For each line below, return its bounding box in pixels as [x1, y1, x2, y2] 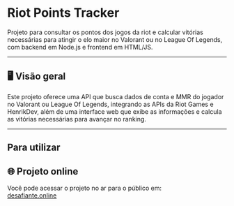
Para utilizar [7, 142, 61, 154]
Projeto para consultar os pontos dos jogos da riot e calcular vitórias [7, 28, 203, 36]
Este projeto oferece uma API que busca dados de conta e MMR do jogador [7, 92, 224, 101]
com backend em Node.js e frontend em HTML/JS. [7, 43, 153, 51]
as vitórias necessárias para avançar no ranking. [7, 115, 146, 123]
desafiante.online [7, 191, 57, 200]
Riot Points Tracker [7, 5, 120, 21]
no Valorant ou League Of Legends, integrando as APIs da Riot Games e [7, 100, 214, 108]
